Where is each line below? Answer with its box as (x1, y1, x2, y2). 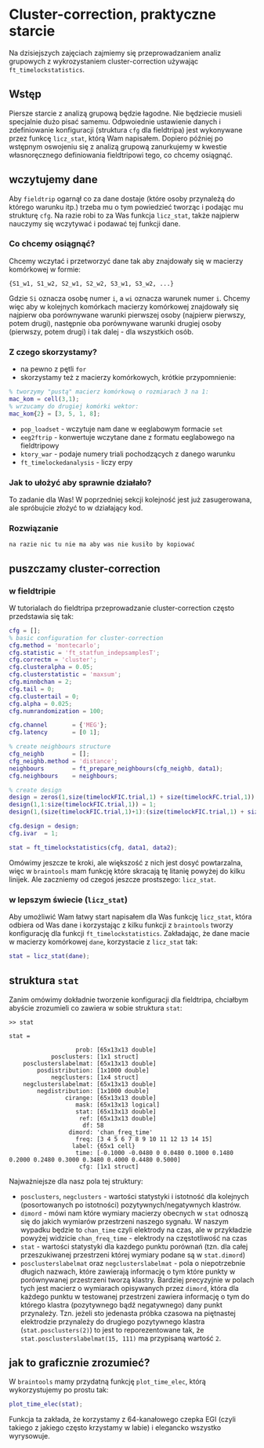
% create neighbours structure (9, 743, 111, 751)
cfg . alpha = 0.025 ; (9, 700, 73, 708)
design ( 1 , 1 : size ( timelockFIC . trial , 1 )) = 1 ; (9, 801, 157, 809)
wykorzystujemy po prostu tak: (9, 1385, 109, 1395)
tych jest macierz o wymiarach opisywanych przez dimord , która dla (20, 1283, 240, 1293)
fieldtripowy (20, 441, 60, 450)
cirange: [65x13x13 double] (64, 1094, 157, 1102)
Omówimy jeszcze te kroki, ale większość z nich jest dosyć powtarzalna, (9, 857, 244, 867)
